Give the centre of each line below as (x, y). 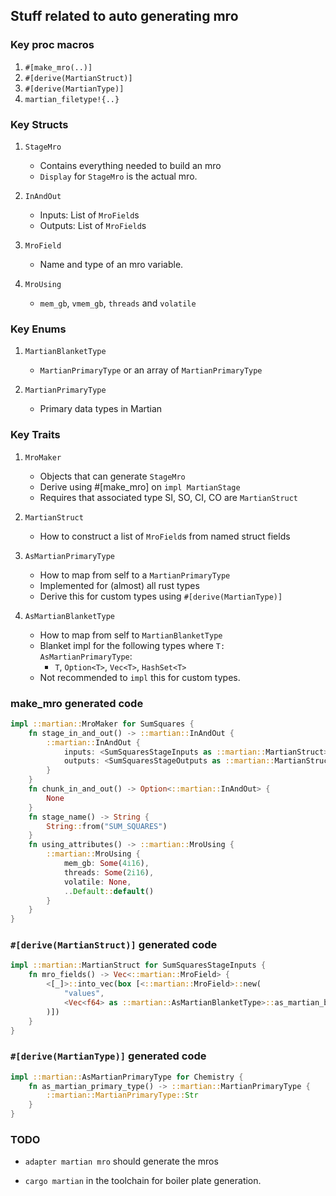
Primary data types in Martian (101, 409)
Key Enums (38, 329)
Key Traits (35, 435)
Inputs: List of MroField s (89, 215)
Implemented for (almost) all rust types (119, 585)
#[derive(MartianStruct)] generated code (114, 945)
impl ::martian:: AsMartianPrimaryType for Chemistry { (127, 1077)
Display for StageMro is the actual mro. (118, 176)
